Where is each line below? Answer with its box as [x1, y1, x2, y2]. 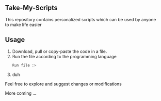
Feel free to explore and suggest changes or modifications [5, 81, 122, 87]
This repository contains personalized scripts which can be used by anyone [5, 16, 156, 22]
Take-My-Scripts [5, 4, 58, 12]
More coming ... [5, 90, 37, 96]
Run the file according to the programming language [12, 53, 117, 59]
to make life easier [5, 22, 42, 27]
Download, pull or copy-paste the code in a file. [12, 48, 107, 54]
